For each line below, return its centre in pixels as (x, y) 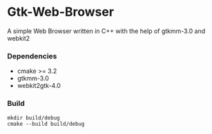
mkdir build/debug (33, 118)
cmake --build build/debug (46, 124)
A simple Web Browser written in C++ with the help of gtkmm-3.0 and (106, 31)
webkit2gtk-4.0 (39, 86)
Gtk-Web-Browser (61, 12)
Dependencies (32, 56)
